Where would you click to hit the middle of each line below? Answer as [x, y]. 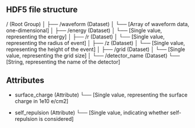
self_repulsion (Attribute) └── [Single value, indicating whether [92, 113]
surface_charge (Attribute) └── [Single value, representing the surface [101, 95]
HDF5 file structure [42, 10]
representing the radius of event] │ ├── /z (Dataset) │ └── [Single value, [95, 43]
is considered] [56, 119]
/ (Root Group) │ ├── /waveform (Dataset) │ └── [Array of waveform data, [98, 24]
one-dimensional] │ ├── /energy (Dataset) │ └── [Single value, [84, 30]
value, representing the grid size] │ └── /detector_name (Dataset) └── [93, 55]
